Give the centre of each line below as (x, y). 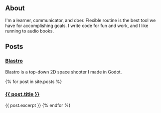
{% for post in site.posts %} (34, 81)
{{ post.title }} (22, 94)
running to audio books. (29, 31)
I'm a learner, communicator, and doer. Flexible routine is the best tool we (80, 20)
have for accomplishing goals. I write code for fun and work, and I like (77, 25)
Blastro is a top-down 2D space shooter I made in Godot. (64, 71)
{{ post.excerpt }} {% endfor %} (38, 105)
